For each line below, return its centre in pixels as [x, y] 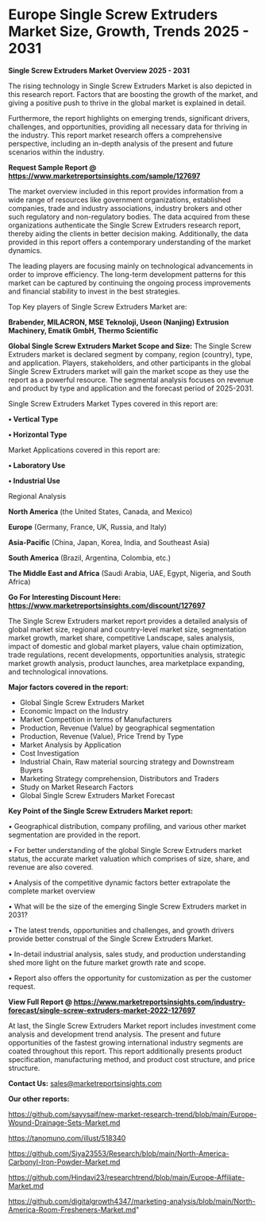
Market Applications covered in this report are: [84, 449]
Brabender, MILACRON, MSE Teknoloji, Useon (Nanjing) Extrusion [119, 322]
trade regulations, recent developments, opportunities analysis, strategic [127, 655]
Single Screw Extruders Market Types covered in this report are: [113, 403]
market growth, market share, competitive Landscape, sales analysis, [121, 637]
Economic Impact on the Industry [74, 710]
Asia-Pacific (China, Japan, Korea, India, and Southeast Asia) [109, 542]
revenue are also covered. [51, 867]
